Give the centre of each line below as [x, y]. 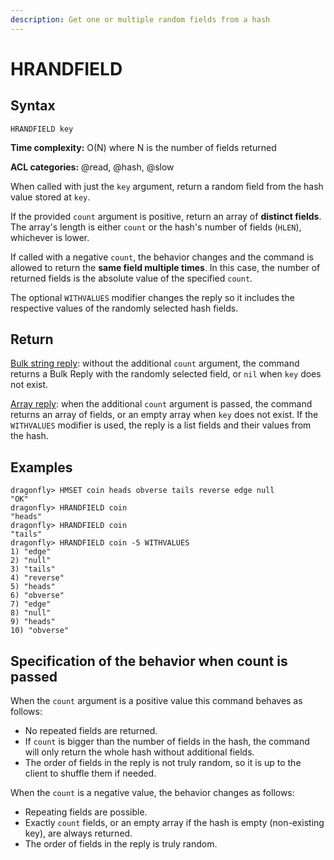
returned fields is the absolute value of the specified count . [131, 278]
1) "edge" [31, 552]
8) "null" [31, 613]
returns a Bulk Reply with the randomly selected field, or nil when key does [166, 374]
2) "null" [31, 561]
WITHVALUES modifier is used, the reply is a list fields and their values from [161, 425]
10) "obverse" [40, 631]
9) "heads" [33, 622]
